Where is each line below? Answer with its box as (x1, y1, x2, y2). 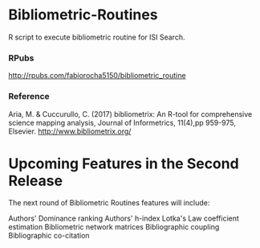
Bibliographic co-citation (8, 231, 90, 241)
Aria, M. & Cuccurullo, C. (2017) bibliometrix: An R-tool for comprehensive (8, 109, 253, 118)
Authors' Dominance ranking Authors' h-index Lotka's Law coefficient (8, 213, 239, 223)
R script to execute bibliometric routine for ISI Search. (8, 32, 185, 42)
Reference (8, 91, 50, 102)
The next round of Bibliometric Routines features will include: (8, 198, 210, 208)
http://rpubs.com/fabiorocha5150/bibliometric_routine (8, 71, 186, 81)
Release (8, 172, 63, 190)
